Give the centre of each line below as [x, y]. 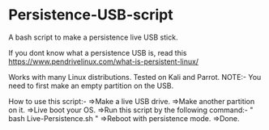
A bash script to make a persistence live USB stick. [93, 37]
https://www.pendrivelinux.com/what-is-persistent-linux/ [104, 61]
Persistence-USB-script [91, 15]
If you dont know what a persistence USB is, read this [98, 52]
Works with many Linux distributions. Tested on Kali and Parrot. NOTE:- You [135, 77]
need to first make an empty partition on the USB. [91, 86]
